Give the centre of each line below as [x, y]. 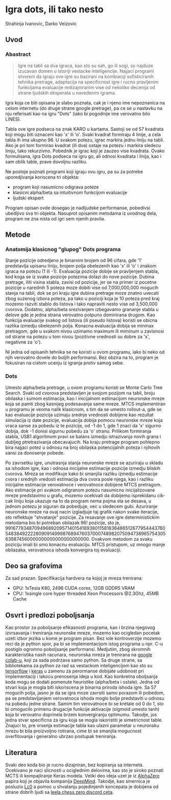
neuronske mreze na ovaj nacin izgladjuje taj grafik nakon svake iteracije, [82, 511]
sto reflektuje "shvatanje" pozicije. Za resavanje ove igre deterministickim [82, 517]
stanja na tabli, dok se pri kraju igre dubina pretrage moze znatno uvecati [82, 293]
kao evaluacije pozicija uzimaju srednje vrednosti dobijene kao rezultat [80, 415]
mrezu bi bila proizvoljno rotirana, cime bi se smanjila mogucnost [74, 731]
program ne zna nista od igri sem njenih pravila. [55, 218]
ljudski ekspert [28, 198]
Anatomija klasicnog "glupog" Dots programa [63, 249]
